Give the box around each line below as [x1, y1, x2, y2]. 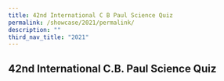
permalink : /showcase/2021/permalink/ [8, 19, 135, 26]
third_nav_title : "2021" [8, 33, 89, 41]
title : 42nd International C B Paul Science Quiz [8, 11, 174, 19]
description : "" [8, 26, 61, 33]
